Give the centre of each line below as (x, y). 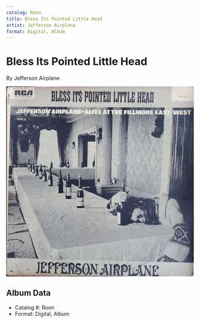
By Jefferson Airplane (33, 78)
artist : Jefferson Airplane (41, 25)
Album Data (29, 293)
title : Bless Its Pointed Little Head (54, 19)
